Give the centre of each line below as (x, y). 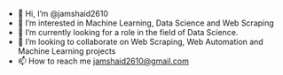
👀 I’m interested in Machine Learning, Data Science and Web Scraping (146, 23)
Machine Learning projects (67, 51)
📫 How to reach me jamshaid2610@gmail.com (103, 61)
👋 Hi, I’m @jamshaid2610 (63, 14)
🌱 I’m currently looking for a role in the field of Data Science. (128, 32)
